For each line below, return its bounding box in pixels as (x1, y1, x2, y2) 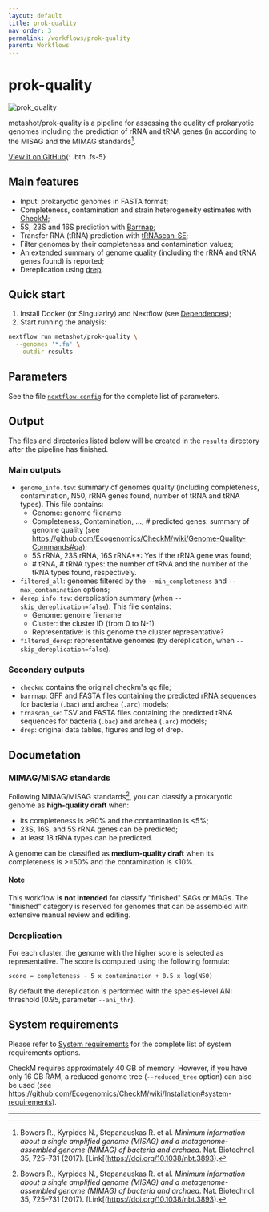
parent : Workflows (8, 42, 70, 50)
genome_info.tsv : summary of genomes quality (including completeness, (19, 482, 260, 492)
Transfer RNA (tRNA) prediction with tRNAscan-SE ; (19, 230, 189, 240)
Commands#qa (31, 542, 83, 551)
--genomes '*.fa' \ (15, 340, 81, 348)
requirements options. (8, 1047, 82, 1057)
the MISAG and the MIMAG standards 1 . (8, 135, 136, 146)
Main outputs (8, 464, 62, 475)
